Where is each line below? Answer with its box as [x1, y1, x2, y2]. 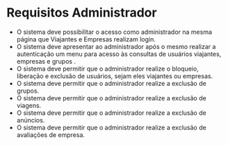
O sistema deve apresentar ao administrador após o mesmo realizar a [16, 42, 216, 51]
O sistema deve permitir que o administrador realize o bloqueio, [16, 64, 199, 73]
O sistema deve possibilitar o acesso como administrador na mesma [16, 28, 213, 36]
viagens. [16, 101, 42, 109]
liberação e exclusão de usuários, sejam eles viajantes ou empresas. [16, 71, 213, 80]
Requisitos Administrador [6, 5, 157, 21]
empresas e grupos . [16, 57, 76, 65]
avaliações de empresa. [16, 130, 85, 139]
